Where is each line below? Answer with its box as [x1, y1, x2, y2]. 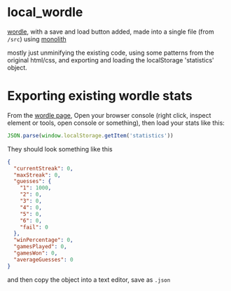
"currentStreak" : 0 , [13, 165, 73, 172]
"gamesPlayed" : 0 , [13, 243, 68, 250]
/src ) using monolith [7, 34, 66, 43]
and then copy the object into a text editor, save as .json [7, 275, 171, 284]
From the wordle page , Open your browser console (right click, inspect [7, 111, 211, 119]
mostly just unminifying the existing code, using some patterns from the [7, 48, 215, 57]
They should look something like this [7, 144, 113, 153]
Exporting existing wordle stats [7, 88, 192, 104]
